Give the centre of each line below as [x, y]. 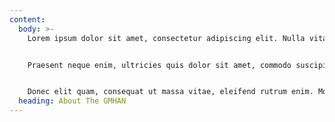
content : [27, 19]
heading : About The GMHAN [72, 101]
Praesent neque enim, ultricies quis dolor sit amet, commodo [159, 65]
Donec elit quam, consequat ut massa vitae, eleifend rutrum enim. [170, 92]
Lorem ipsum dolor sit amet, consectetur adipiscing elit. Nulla [166, 38]
